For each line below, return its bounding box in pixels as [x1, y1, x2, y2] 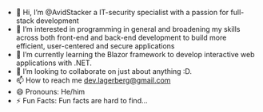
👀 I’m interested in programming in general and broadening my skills [15, 25, 241, 33]
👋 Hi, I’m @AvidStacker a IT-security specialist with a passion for [15, 8, 229, 17]
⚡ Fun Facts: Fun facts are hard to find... [15, 96, 148, 105]
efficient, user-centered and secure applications [15, 41, 175, 51]
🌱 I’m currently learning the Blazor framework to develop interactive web [15, 50, 255, 59]
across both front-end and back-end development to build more [15, 33, 227, 42]
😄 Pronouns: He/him [15, 87, 86, 96]
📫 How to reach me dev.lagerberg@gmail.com [15, 75, 171, 85]
